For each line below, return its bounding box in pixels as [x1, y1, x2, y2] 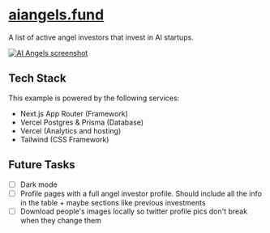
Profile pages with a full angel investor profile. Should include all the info [19, 189, 262, 198]
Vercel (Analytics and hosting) [19, 125, 122, 135]
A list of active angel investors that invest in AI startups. [8, 32, 195, 42]
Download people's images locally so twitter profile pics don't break [19, 206, 248, 216]
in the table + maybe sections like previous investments [19, 197, 206, 207]
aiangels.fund [8, 6, 105, 24]
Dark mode [19, 180, 58, 189]
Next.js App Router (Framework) [19, 108, 128, 118]
